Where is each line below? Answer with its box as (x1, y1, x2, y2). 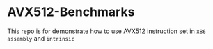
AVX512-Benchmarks (7, 4, 135, 20)
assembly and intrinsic (7, 34, 75, 42)
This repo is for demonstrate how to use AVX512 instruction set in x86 (7, 27, 207, 35)
